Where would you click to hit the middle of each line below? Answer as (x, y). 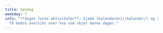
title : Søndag (19, 9)
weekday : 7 (16, 14)
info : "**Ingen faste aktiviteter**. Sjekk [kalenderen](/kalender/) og (80, 18)
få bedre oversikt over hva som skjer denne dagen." (64, 23)
